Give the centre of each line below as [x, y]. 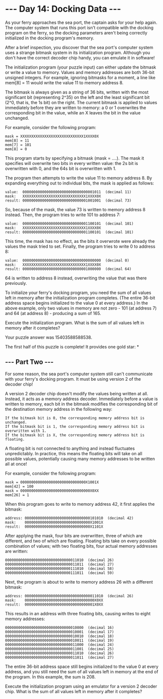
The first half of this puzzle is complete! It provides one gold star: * [72, 347]
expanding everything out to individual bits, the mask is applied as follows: [80, 183]
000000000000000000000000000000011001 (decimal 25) [60, 649]
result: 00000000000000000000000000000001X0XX [54, 605]
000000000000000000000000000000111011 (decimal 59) [60, 573]
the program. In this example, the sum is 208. [50, 677]
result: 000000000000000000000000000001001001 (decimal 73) [68, 201]
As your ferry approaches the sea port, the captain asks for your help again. [81, 22]
